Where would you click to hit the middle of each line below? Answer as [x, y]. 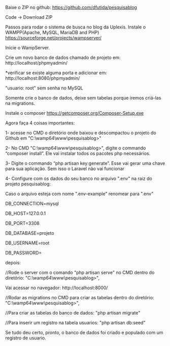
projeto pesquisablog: [28, 184]
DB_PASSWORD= [24, 253]
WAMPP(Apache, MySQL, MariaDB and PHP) [52, 32]
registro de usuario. [26, 338]
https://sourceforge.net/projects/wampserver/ [54, 38]
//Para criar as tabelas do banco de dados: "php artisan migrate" [73, 313]
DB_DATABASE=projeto [30, 233]
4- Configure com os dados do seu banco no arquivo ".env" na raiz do [79, 178]
